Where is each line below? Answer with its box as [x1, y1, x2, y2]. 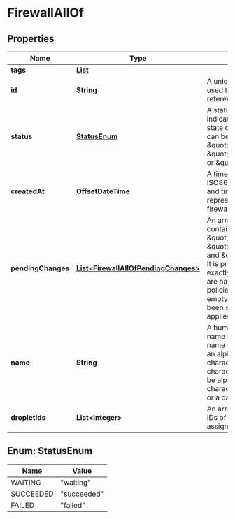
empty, [206, 294, 230, 303]
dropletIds [10, 413, 46, 422]
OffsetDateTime [76, 187, 131, 196]
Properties [7, 33, 55, 45]
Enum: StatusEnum [7, 445, 93, 457]
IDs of [206, 413, 227, 422]
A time [206, 169, 229, 179]
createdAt [10, 187, 45, 196]
